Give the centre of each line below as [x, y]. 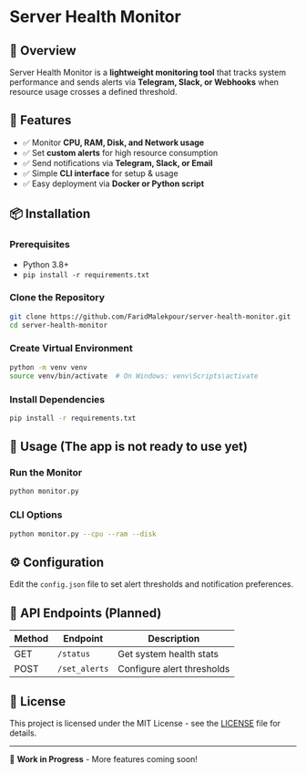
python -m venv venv [49, 367]
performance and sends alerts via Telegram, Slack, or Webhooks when [144, 82]
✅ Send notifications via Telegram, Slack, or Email [117, 162]
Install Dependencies [57, 399]
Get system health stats [168, 654]
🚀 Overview [43, 51]
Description [174, 639]
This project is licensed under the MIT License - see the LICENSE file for [145, 723]
